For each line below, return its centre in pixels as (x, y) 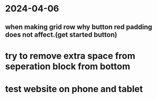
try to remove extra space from (70, 56)
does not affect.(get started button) (61, 34)
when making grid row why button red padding (79, 27)
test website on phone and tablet (74, 89)
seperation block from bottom (68, 66)
